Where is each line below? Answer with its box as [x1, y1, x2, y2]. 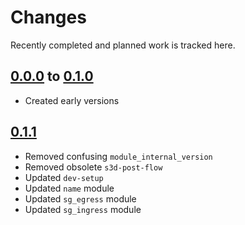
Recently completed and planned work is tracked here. [10, 39, 236, 51]
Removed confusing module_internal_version [24, 150, 213, 162]
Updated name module [24, 182, 115, 194]
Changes [10, 6, 87, 29]
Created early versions [24, 94, 120, 106]
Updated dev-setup [24, 171, 104, 183]
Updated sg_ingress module [24, 203, 142, 215]
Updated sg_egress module [24, 192, 137, 205]
